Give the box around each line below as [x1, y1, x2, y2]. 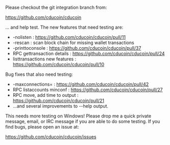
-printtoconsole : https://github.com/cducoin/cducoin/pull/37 [12, 45, 141, 51]
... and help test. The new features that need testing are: [5, 24, 124, 30]
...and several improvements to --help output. [12, 103, 109, 109]
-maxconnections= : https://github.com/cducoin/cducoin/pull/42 [12, 81, 149, 87]
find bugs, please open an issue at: [5, 124, 79, 130]
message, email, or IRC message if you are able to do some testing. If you [5, 118, 160, 125]
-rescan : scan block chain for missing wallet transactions [12, 39, 134, 46]
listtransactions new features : [12, 56, 77, 62]
